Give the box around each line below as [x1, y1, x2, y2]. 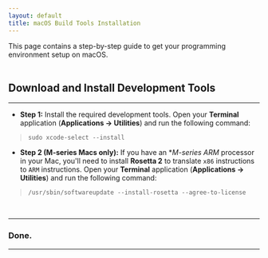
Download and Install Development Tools [8, 81, 216, 94]
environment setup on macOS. [8, 50, 108, 59]
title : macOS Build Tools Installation [8, 19, 141, 27]
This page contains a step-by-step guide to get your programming [8, 41, 226, 50]
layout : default [8, 11, 62, 20]
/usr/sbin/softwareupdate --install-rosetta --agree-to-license [27, 189, 246, 196]
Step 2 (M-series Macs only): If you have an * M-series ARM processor [19, 148, 255, 157]
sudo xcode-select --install [27, 133, 125, 142]
